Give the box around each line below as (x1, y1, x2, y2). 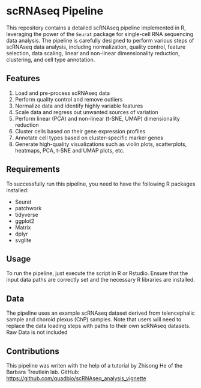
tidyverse (14, 211, 38, 218)
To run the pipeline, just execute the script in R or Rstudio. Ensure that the (6, 270, 188, 277)
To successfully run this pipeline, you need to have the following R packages (6, 180, 196, 187)
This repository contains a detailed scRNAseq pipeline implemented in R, (6, 24, 186, 31)
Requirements (6, 164, 60, 175)
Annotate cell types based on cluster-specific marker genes (14, 134, 164, 141)
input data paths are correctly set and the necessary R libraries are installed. (6, 276, 195, 283)
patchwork (14, 204, 42, 211)
